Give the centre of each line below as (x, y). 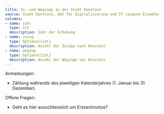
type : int (19, 28)
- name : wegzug (20, 50)
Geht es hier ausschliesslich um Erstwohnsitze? (60, 107)
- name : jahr (18, 23)
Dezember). (24, 88)
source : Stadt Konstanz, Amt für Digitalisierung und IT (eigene (73, 14)
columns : (14, 19)
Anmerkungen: (20, 73)
